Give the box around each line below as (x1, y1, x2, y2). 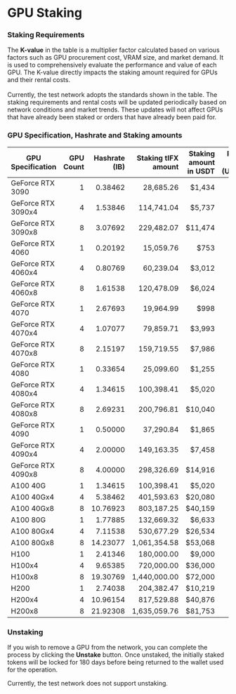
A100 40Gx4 (11, 492, 55, 502)
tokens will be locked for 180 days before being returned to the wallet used (7, 658, 224, 667)
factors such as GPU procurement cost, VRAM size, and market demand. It (7, 53, 223, 62)
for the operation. (7, 665, 58, 674)
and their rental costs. (7, 76, 71, 84)
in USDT (187, 166, 216, 176)
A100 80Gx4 (11, 526, 55, 536)
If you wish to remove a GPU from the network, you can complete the (7, 643, 208, 652)
